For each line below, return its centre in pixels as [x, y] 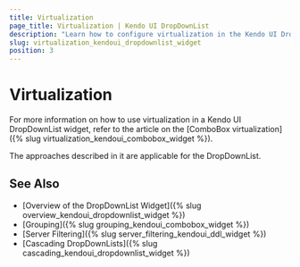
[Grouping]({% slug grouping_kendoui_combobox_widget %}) [136, 224]
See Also [34, 184]
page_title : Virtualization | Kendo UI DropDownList [109, 26]
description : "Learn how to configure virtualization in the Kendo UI [143, 34]
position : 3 [31, 51]
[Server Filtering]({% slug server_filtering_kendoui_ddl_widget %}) [144, 234]
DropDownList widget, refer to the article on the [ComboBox [120, 129]
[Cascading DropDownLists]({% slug [90, 243]
